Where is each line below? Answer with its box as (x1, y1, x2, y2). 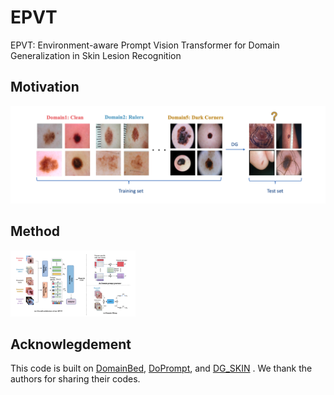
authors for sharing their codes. (10, 373, 141, 385)
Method (10, 223, 61, 240)
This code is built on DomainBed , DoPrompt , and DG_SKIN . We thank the (10, 362, 313, 375)
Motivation (10, 79, 80, 96)
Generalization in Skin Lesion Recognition (10, 49, 182, 61)
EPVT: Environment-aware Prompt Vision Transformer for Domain (10, 39, 280, 51)
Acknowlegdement (10, 336, 132, 353)
